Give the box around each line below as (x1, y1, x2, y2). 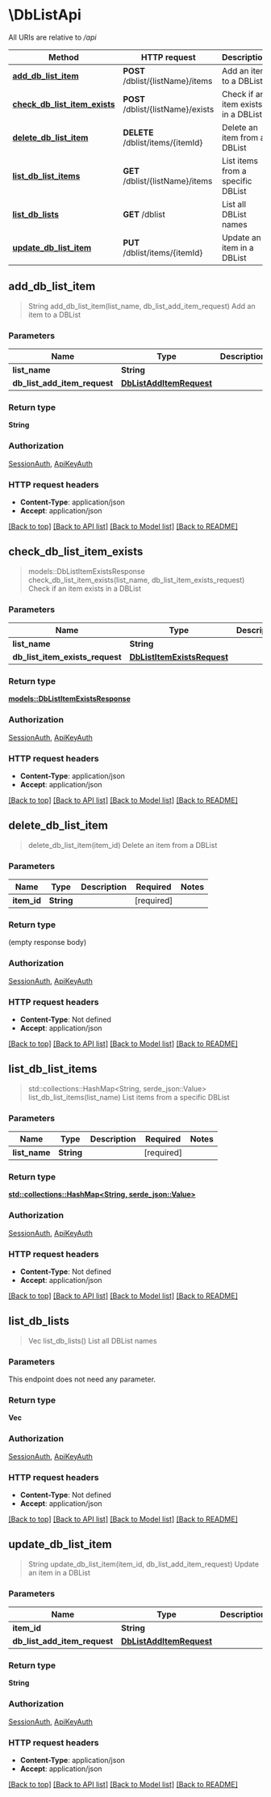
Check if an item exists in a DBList (27, 584, 141, 593)
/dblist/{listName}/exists (123, 103, 215, 115)
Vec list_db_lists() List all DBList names (27, 1335, 157, 1345)
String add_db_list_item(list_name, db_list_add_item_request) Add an (27, 301, 256, 310)
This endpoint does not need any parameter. (8, 1374, 156, 1384)
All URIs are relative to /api (8, 32, 97, 42)
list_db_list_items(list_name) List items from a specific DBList (27, 1092, 230, 1102)
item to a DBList (27, 310, 81, 319)
